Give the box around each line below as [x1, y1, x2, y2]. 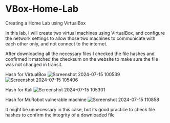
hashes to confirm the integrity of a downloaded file [5, 112, 115, 118]
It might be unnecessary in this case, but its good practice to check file [5, 106, 155, 112]
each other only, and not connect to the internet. [5, 40, 108, 46]
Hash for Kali [5, 86, 33, 92]
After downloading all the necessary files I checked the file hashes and [5, 51, 155, 57]
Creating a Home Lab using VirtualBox [5, 20, 86, 26]
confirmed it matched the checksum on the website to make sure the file [5, 56, 159, 62]
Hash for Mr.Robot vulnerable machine [5, 96, 87, 103]
